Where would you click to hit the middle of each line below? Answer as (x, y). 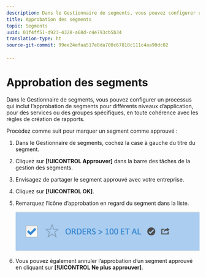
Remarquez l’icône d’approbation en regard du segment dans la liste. (102, 203)
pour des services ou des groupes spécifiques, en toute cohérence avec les (102, 113)
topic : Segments (27, 26)
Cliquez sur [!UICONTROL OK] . (55, 191)
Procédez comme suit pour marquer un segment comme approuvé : (92, 131)
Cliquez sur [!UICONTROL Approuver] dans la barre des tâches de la (103, 161)
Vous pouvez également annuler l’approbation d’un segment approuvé (104, 260)
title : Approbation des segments (49, 19)
